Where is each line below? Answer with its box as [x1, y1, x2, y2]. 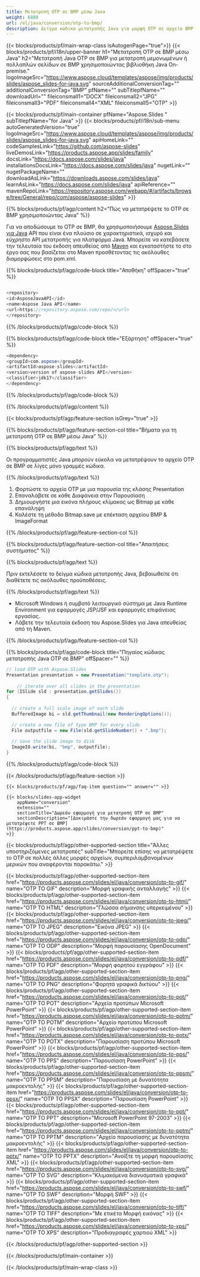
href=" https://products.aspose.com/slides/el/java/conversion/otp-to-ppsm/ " [6, 1070, 195, 1077]
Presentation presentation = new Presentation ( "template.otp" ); [6, 672, 170, 678]
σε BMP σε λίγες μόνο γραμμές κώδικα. [6, 462, 106, 469]
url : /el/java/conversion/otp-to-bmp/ [6, 20, 103, 26]
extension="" [17, 805, 50, 811]
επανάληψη [14, 504, 45, 511]
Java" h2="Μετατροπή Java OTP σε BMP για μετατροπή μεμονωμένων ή [6, 55, 187, 62]
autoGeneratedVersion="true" [6, 124, 80, 131]
